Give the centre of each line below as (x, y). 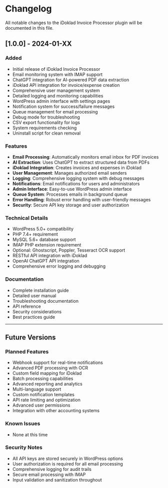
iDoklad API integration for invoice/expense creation (66, 85)
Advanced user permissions (41, 405)
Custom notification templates (43, 395)
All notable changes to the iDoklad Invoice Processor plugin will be (74, 23)
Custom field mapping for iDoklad (47, 373)
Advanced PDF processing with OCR (50, 368)
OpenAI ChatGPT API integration (46, 261)
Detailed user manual (34, 295)
